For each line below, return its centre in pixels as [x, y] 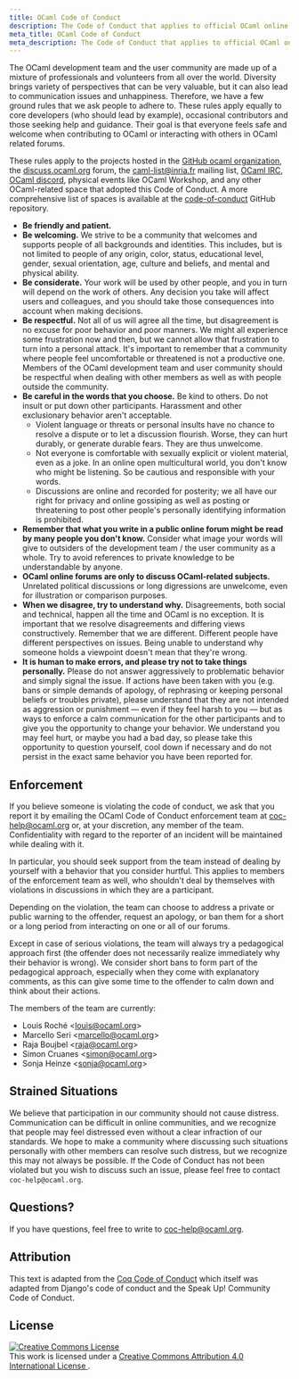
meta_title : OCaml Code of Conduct [75, 34]
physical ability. [51, 273]
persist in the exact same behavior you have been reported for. [137, 757]
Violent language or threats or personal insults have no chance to [155, 425]
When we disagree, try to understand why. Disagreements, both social [154, 605]
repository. [29, 208]
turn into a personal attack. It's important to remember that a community [154, 349]
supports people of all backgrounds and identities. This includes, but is [152, 245]
